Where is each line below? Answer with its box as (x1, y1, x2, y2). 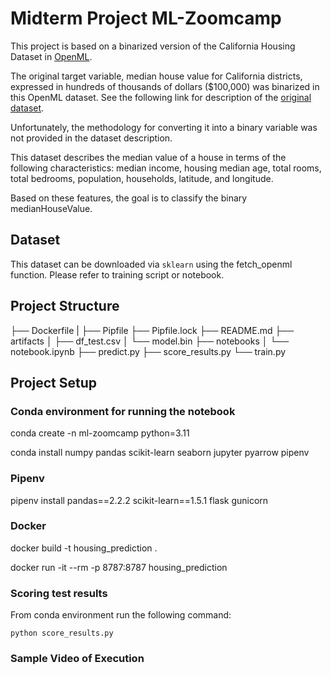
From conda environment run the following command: (10, 609, 232, 621)
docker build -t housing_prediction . (10, 542, 158, 554)
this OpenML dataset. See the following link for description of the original (10, 91, 312, 103)
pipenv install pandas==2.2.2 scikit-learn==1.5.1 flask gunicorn (10, 494, 269, 506)
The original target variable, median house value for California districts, (10, 70, 303, 82)
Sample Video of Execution (10, 652, 145, 666)
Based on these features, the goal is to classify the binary (10, 192, 248, 204)
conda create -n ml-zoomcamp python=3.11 (10, 427, 190, 439)
